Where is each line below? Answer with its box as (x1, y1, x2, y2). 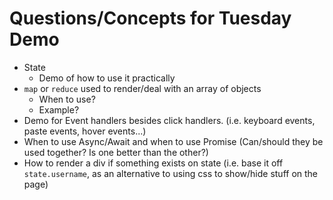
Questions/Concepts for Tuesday (9, 7, 292, 30)
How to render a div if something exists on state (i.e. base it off (23, 157, 284, 169)
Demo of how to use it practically (38, 72, 176, 84)
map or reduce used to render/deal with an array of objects (23, 82, 262, 94)
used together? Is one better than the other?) (23, 146, 209, 158)
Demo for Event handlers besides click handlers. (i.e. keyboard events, (23, 114, 316, 126)
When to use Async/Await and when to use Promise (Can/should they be (23, 135, 324, 147)
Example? (38, 103, 80, 116)
